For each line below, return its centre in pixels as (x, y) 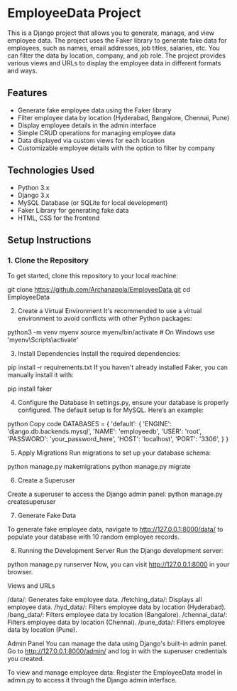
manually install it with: (41, 375)
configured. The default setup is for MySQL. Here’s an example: (111, 410)
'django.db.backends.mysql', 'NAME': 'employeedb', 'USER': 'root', (105, 431)
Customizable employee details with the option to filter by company (116, 148)
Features (27, 93)
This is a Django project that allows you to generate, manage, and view (111, 33)
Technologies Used (51, 170)
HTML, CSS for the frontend (59, 218)
